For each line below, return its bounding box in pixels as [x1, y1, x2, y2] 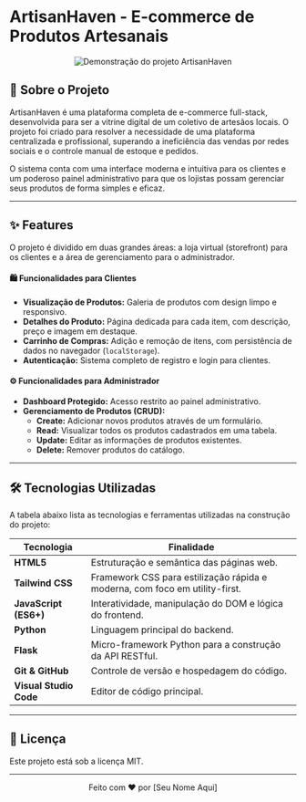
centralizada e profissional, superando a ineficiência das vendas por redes [9, 135, 290, 147]
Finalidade [168, 540, 215, 553]
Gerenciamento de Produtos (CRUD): [22, 405, 166, 416]
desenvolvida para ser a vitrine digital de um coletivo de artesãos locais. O [9, 116, 290, 127]
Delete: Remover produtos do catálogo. [36, 444, 185, 455]
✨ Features [9, 217, 74, 234]
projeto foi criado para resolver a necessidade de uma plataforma [9, 126, 256, 137]
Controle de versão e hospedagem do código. [90, 664, 287, 677]
